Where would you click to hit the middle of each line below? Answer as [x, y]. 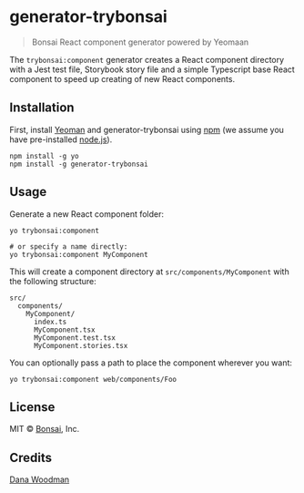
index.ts [50, 322]
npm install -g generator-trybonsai [79, 164]
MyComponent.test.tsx [75, 338]
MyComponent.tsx [64, 330]
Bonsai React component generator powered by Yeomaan [140, 42]
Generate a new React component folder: [87, 214]
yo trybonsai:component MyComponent [79, 254]
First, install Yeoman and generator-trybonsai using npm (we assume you [147, 129]
